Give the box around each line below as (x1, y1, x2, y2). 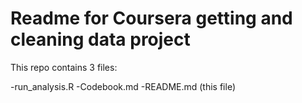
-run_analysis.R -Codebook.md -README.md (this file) (10, 80, 237, 92)
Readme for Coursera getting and (10, 7, 293, 30)
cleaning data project (10, 28, 191, 51)
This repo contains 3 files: (10, 61, 118, 73)
